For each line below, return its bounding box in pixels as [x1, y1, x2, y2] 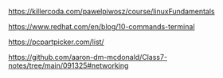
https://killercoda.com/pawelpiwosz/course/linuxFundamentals [8, 7, 215, 16]
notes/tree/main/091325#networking [8, 61, 129, 70]
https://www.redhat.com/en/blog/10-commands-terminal [8, 22, 195, 31]
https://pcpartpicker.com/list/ [8, 37, 105, 46]
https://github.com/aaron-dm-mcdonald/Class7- [8, 53, 168, 61]
